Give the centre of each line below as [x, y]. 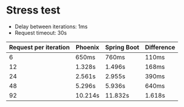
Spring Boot [122, 47]
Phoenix [88, 47]
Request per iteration [40, 47]
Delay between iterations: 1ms [51, 26]
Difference [160, 47]
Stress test [33, 10]
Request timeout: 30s [41, 32]
